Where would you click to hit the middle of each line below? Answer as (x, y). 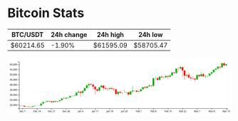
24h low (150, 35)
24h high (110, 35)
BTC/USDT (28, 35)
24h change (69, 35)
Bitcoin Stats (46, 13)
